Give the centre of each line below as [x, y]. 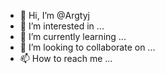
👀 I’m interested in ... [62, 26]
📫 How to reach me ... [66, 58]
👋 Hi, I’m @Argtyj [54, 15]
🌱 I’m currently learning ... [73, 36]
